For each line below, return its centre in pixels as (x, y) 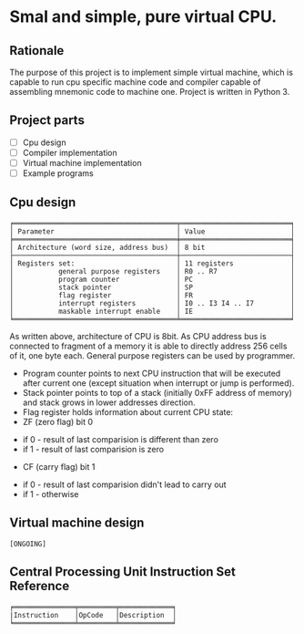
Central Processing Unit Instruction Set (123, 572)
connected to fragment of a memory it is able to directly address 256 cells (148, 346)
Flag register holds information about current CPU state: (128, 411)
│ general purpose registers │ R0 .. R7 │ (152, 271)
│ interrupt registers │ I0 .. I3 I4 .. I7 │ (152, 303)
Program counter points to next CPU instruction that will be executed (152, 373)
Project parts (47, 120)
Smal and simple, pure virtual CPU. (143, 17)
